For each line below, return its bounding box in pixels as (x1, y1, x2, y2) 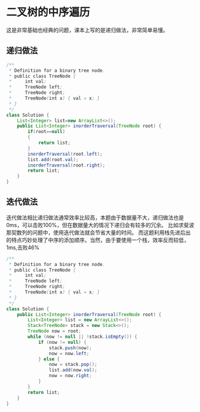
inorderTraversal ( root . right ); (27, 162, 106, 168)
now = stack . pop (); (48, 362, 97, 368)
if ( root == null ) (27, 129, 66, 135)
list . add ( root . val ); (27, 156, 79, 162)
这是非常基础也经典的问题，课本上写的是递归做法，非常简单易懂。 (6, 26, 168, 34)
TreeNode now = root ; (27, 328, 82, 334)
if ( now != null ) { (38, 339, 87, 345)
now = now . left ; (48, 350, 90, 356)
